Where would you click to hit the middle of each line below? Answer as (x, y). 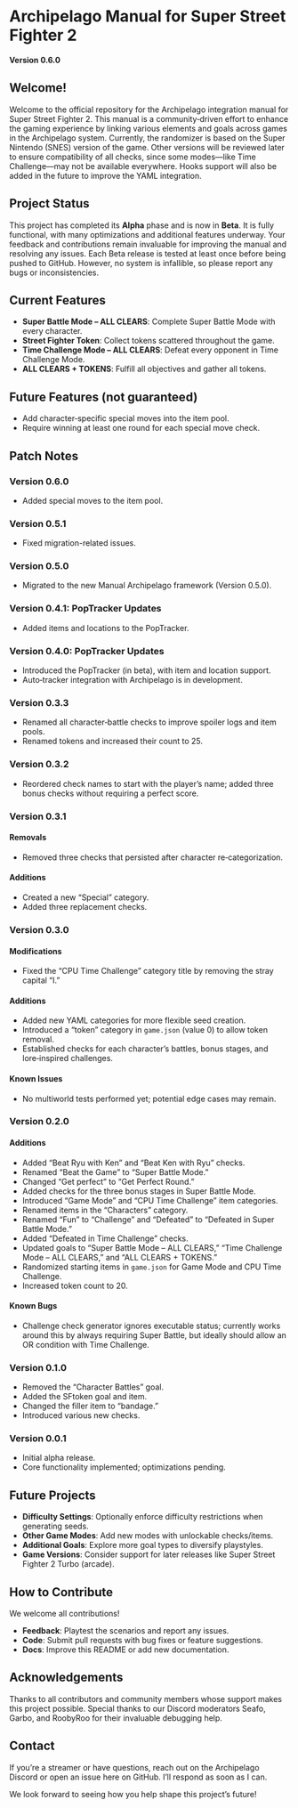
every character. (52, 331)
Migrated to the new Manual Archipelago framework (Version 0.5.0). (147, 586)
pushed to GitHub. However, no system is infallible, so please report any (141, 263)
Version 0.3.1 (38, 816)
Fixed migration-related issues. (79, 543)
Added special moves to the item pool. (93, 500)
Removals (28, 838)
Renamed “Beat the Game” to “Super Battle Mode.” (115, 1172)
